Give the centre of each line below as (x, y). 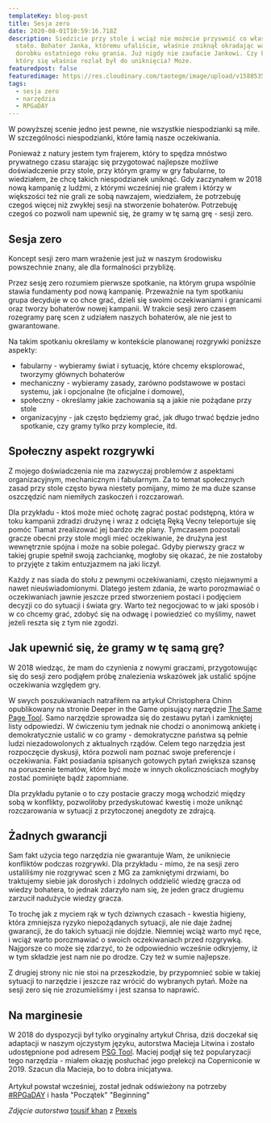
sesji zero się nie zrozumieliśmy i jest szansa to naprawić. (104, 990)
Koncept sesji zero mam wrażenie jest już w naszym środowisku (115, 258)
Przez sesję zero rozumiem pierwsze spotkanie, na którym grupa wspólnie (132, 282)
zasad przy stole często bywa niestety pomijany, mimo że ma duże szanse (132, 488)
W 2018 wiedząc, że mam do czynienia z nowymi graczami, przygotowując (133, 667)
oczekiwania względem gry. (55, 684)
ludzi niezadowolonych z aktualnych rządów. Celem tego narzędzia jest (127, 743)
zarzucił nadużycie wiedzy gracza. (66, 898)
